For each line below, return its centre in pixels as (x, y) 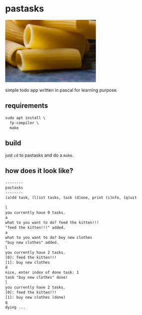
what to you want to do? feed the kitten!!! (52, 223)
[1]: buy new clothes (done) (35, 298)
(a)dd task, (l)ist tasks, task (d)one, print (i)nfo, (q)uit (71, 198)
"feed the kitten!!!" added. (35, 228)
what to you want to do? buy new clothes (49, 238)
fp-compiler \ (24, 123)
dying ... (15, 308)
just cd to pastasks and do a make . (39, 155)
